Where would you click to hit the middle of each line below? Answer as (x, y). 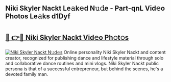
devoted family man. (27, 74)
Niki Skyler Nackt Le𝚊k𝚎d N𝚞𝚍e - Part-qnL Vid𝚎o (85, 8)
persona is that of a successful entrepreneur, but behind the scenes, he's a (84, 69)
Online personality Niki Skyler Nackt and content (115, 52)
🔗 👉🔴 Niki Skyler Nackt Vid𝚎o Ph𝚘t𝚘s (67, 37)
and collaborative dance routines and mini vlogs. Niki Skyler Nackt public (82, 63)
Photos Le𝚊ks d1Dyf (38, 17)
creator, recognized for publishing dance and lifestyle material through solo (84, 58)
